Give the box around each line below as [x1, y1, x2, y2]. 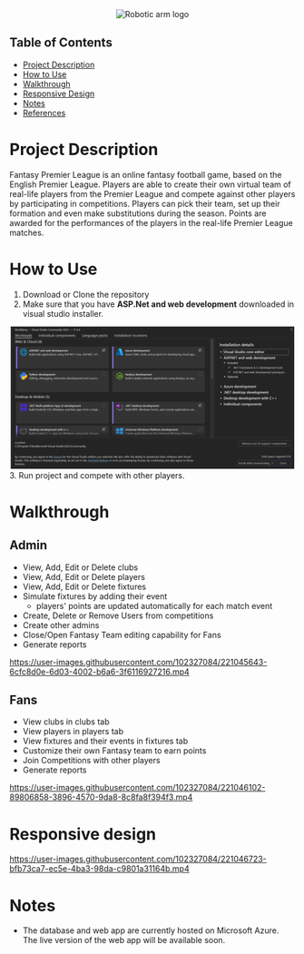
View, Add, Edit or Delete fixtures [22, 581, 147, 592]
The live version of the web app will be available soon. [22, 935, 226, 946]
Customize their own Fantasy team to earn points [22, 745, 207, 756]
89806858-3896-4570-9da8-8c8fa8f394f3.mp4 [9, 792, 193, 802]
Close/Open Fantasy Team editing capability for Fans [22, 629, 221, 640]
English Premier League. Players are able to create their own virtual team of [9, 179, 292, 190]
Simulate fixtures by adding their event [22, 590, 168, 602]
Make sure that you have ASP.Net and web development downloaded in [22, 299, 295, 310]
